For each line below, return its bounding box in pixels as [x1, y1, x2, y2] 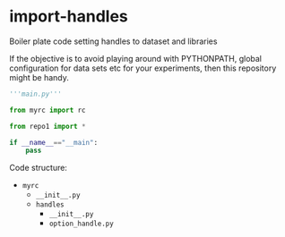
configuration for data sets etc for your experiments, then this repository [9, 63, 277, 73]
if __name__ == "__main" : [9, 138, 99, 147]
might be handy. [9, 72, 70, 82]
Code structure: [9, 163, 67, 174]
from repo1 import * [9, 122, 87, 131]
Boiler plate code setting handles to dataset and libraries [9, 36, 218, 47]
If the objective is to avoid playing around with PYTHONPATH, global [9, 53, 263, 63]
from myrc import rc [9, 106, 87, 114]
